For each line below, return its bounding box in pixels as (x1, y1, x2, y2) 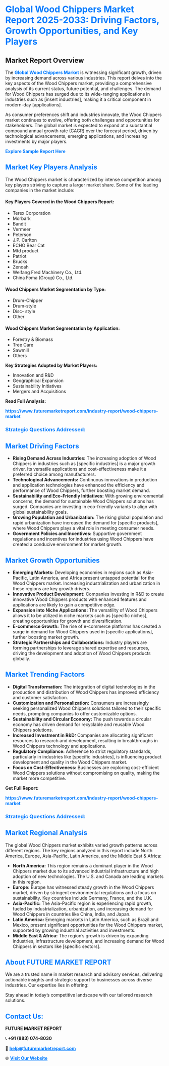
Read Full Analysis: (5, 398, 46, 404)
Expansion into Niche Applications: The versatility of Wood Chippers (12, 607, 158, 613)
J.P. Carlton (12, 237, 37, 243)
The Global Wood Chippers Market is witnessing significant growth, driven (5, 69, 162, 75)
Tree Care (12, 342, 34, 348)
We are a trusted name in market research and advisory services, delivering (5, 971, 163, 977)
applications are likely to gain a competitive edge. (12, 601, 116, 607)
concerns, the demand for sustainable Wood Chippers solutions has (12, 498, 154, 505)
